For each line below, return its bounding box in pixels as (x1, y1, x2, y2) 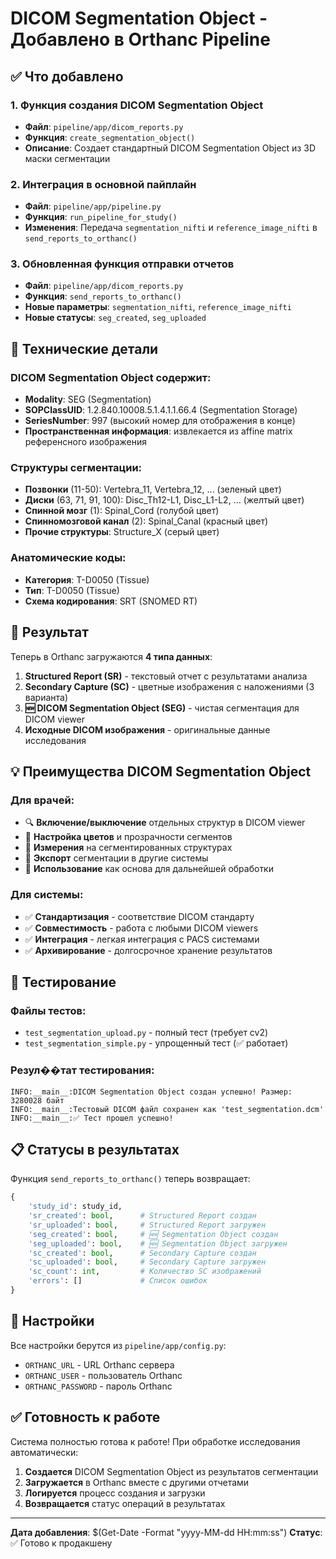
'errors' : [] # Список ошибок (28, 1276, 208, 1286)
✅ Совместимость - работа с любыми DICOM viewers (24, 922, 259, 934)
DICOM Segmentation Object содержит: (10, 370, 212, 384)
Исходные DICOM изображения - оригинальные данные (24, 723, 271, 736)
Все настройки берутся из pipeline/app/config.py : (10, 1339, 227, 1351)
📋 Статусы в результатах (10, 1141, 180, 1158)
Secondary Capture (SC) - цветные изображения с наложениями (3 (24, 680, 315, 692)
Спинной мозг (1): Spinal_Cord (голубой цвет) (24, 505, 220, 517)
